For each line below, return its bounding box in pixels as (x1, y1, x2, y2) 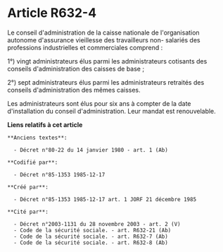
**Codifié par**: (7, 159, 58, 166)
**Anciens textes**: (7, 134, 68, 141)
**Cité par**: (7, 208, 49, 215)
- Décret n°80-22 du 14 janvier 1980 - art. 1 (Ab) (13, 146, 169, 153)
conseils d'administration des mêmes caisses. (7, 85, 141, 94)
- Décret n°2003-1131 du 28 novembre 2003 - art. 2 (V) (13, 220, 181, 227)
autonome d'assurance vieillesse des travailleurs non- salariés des (7, 35, 200, 44)
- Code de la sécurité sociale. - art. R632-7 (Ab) (13, 233, 169, 240)
